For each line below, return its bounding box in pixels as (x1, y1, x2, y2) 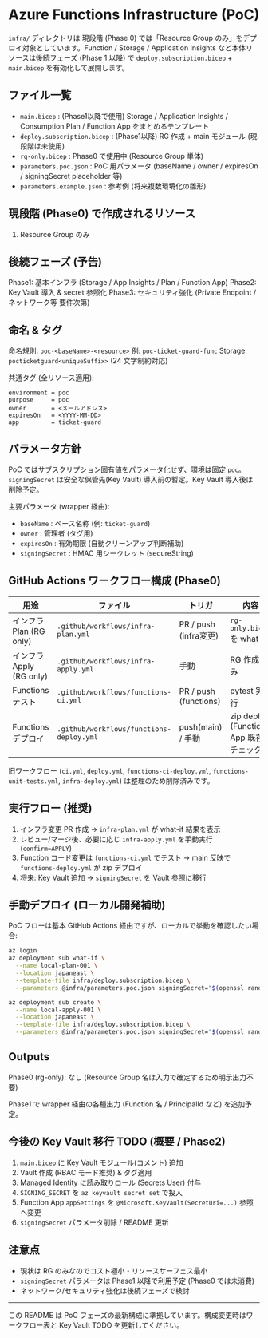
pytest (230, 685, 254, 696)
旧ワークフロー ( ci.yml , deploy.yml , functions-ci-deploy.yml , (8, 766, 211, 775)
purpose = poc (8, 396, 69, 404)
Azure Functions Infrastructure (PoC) (8, 6, 260, 24)
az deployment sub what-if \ (8, 954, 105, 963)
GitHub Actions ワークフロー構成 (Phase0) (8, 574, 221, 588)
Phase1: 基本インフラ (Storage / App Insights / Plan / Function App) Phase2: (8, 278, 257, 287)
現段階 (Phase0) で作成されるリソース (8, 207, 196, 220)
